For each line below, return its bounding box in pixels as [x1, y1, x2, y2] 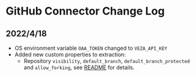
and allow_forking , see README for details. [23, 64, 135, 71]
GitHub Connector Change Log [5, 4, 165, 18]
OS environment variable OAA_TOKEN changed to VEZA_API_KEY [14, 44, 167, 52]
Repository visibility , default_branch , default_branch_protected [23, 58, 191, 64]
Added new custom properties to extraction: [14, 51, 126, 58]
